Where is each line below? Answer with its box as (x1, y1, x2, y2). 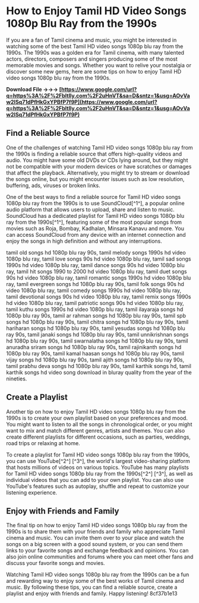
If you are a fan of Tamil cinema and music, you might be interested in (6, 36, 177, 43)
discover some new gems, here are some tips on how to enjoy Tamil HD (6, 68, 182, 75)
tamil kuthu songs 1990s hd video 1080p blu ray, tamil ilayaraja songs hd (6, 306, 184, 313)
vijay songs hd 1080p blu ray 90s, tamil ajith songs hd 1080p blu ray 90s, (6, 356, 185, 363)
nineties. (6, 375, 27, 382)
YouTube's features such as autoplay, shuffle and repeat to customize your (6, 483, 189, 490)
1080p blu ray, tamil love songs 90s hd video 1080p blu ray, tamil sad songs (6, 255, 191, 262)
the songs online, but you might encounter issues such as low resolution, (6, 175, 185, 182)
